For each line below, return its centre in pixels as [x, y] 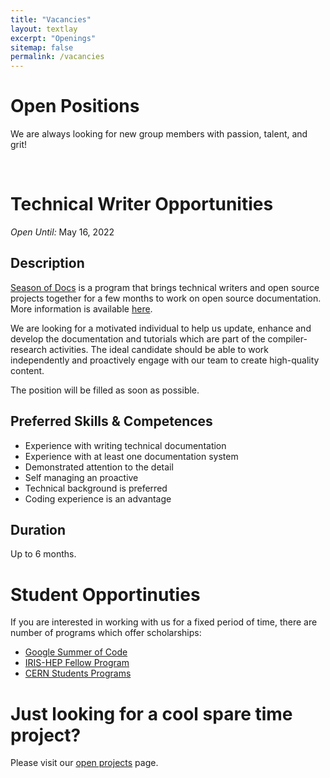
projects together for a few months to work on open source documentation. [166, 298]
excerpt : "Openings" [53, 38]
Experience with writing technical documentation [125, 445]
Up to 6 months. [43, 554]
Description [47, 263]
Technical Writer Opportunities [142, 204]
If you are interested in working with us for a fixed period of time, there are [164, 622]
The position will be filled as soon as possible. [105, 390]
